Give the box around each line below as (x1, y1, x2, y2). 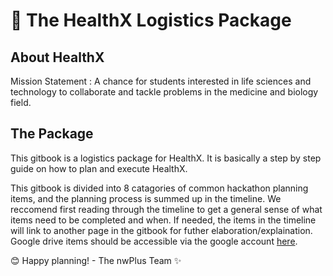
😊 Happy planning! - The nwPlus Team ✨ (10, 254, 182, 266)
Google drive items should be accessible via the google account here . (10, 235, 298, 247)
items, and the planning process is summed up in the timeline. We (10, 192, 282, 204)
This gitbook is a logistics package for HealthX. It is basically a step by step (10, 152, 322, 164)
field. (10, 97, 32, 108)
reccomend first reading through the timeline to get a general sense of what (10, 203, 323, 215)
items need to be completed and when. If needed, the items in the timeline (10, 214, 317, 226)
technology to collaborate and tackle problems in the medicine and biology (10, 86, 319, 98)
